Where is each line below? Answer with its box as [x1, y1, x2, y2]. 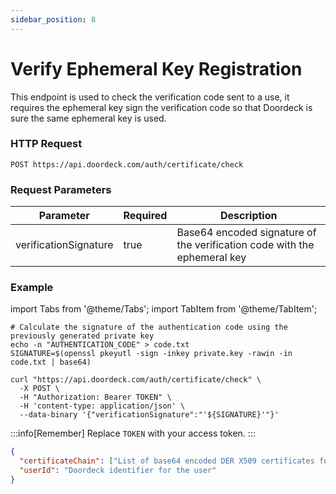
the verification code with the [176, 238, 315, 252]
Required [123, 209, 168, 223]
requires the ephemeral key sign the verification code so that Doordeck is [10, 101, 313, 113]
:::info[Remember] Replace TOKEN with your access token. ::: [10, 427, 256, 440]
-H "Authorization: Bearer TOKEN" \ [19, 392, 172, 403]
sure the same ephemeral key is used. [10, 112, 167, 124]
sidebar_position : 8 [10, 14, 97, 25]
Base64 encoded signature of [176, 226, 317, 240]
